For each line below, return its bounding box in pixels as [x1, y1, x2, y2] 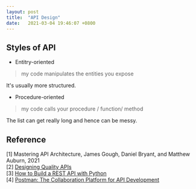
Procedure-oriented [14, 94, 65, 101]
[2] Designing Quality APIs [6, 164, 72, 170]
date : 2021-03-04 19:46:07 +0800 [6, 20, 96, 26]
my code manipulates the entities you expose [21, 70, 134, 77]
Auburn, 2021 [6, 157, 40, 164]
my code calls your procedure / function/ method [21, 105, 144, 112]
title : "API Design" [6, 14, 61, 21]
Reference [6, 134, 46, 145]
